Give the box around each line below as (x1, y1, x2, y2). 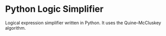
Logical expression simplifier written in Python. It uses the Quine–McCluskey (5, 20, 162, 26)
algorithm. (5, 25, 26, 31)
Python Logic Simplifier (5, 3, 104, 15)
